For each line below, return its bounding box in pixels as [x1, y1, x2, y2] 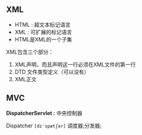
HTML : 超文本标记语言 [14, 21, 71, 28]
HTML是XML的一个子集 [14, 35, 72, 43]
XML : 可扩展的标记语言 [14, 28, 72, 35]
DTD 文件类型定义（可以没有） [14, 68, 90, 75]
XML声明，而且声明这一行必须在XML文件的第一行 [14, 61, 136, 68]
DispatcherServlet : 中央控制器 [6, 109, 83, 117]
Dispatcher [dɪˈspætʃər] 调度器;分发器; [6, 122, 102, 129]
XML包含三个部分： [6, 48, 54, 55]
